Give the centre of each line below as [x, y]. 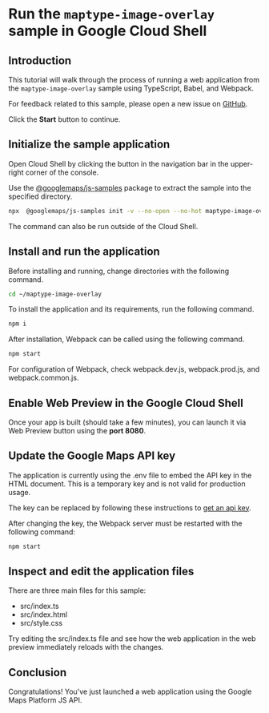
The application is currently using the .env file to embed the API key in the [130, 475]
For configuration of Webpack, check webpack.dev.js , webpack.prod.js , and [134, 369]
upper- [242, 163]
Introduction [40, 60]
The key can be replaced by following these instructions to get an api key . [130, 508]
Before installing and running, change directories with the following [119, 271]
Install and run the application [84, 252]
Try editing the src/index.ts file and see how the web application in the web [132, 638]
